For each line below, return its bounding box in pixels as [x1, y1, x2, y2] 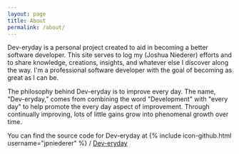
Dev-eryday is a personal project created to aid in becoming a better [7, 43, 208, 52]
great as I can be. [7, 73, 59, 82]
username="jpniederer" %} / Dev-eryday [7, 139, 128, 148]
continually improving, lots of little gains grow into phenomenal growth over [7, 110, 229, 118]
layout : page [7, 10, 46, 18]
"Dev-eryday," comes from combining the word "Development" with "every [7, 95, 228, 103]
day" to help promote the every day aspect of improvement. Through [7, 103, 210, 111]
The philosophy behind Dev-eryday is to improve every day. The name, [7, 87, 216, 96]
